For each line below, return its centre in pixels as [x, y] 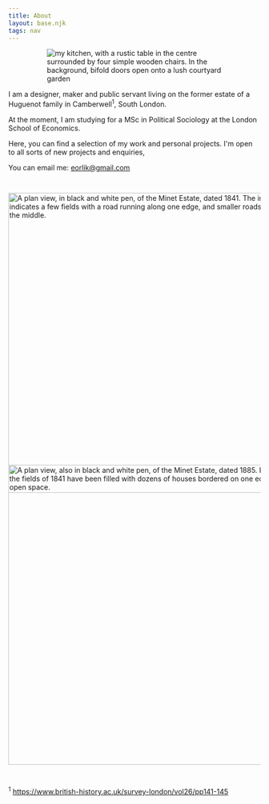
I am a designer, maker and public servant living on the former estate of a [129, 94]
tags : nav [25, 30]
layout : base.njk [37, 23]
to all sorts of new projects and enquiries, [77, 152]
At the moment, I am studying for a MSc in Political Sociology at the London [133, 120]
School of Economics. [44, 128]
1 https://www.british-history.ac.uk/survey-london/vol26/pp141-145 [118, 791]
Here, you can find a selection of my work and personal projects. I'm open [130, 144]
